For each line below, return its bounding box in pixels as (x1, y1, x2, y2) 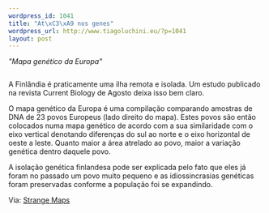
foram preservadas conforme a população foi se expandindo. (8, 180, 213, 190)
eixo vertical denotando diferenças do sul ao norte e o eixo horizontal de (8, 130, 251, 139)
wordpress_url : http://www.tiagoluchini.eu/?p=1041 (8, 27, 186, 35)
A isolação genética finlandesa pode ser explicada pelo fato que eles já (8, 163, 246, 173)
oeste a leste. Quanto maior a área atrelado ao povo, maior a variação (8, 138, 241, 148)
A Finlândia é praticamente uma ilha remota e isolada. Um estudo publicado (8, 79, 261, 89)
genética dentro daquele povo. (8, 147, 111, 156)
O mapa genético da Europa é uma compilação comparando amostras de (8, 104, 253, 113)
